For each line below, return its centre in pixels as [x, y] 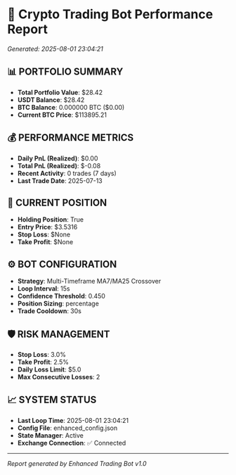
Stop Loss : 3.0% [42, 354]
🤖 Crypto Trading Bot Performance [110, 14]
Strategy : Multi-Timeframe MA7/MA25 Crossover [89, 281]
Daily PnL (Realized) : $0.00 [58, 158]
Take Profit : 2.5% [43, 362]
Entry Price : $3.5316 [47, 227]
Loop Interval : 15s [44, 289]
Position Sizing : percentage [58, 304]
